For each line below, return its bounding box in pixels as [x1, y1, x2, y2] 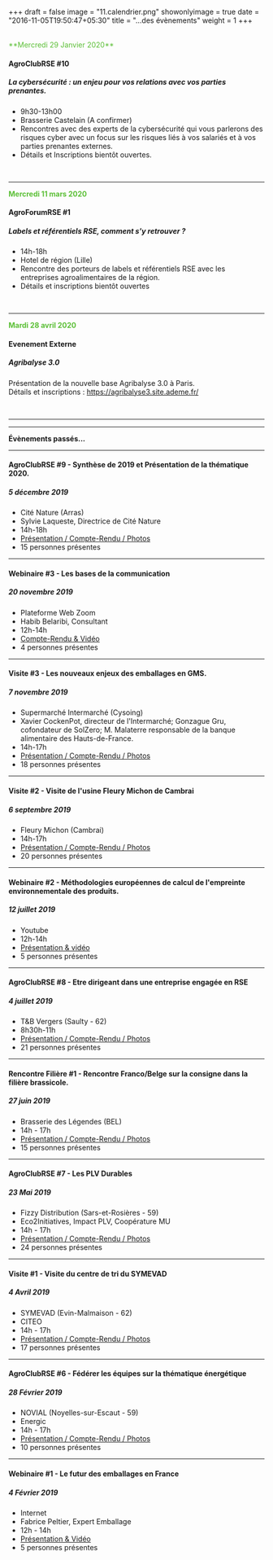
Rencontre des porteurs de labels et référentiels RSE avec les [19, 264, 226, 274]
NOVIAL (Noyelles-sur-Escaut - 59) [19, 1408, 139, 1418]
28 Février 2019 [8, 1387, 63, 1397]
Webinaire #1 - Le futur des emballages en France [8, 1469, 180, 1479]
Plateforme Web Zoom [19, 607, 96, 617]
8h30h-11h [19, 1025, 56, 1035]
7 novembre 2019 [8, 687, 68, 697]
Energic [19, 1417, 46, 1426]
